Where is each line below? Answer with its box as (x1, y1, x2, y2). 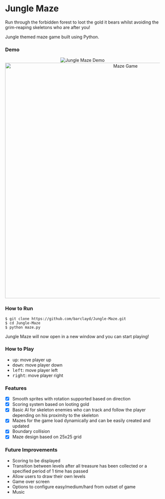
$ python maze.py (5, 325, 41, 330)
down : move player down (12, 362, 63, 368)
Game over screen (12, 478, 50, 484)
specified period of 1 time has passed (12, 468, 88, 474)
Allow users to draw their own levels (12, 473, 86, 479)
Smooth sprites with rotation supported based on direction (12, 396, 131, 402)
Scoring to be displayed (12, 457, 60, 464)
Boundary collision (12, 428, 50, 434)
